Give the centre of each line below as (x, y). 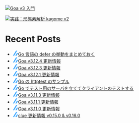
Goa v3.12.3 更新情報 (39, 67)
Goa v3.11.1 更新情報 (38, 102)
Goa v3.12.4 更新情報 (39, 61)
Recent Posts (33, 39)
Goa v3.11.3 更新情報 (39, 95)
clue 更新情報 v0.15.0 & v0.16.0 (49, 115)
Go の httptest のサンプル (44, 81)
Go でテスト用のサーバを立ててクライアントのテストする (76, 88)
